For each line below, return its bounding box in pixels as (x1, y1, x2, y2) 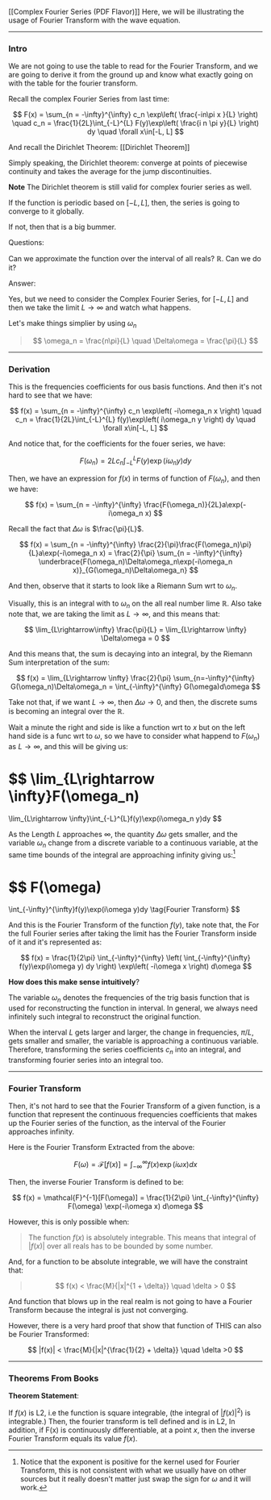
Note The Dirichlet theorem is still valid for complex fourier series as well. (8, 182, 252, 192)
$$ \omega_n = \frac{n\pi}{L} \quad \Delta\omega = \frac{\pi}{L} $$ (32, 336, 259, 346)
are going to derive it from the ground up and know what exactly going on (8, 70, 253, 80)
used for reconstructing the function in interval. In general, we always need (8, 1003, 258, 1013)
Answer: (8, 278, 36, 289)
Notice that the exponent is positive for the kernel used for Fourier (19, 1456, 240, 1466)
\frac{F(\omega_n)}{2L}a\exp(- (143, 499, 247, 509)
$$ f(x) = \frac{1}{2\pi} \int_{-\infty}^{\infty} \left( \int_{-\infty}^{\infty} (19, 953, 252, 963)
